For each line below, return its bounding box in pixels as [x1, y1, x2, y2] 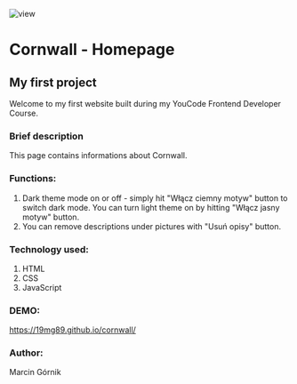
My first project [9, 75, 97, 90]
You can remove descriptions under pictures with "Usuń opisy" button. [21, 220, 282, 231]
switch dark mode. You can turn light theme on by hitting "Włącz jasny [21, 202, 280, 212]
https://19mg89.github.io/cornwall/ [9, 324, 136, 335]
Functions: [9, 172, 57, 185]
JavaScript [21, 282, 62, 292]
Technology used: [9, 243, 89, 255]
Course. [9, 108, 38, 118]
